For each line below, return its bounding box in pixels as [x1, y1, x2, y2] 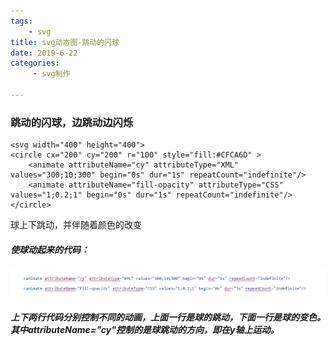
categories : [10, 58, 60, 69]
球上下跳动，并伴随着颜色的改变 [10, 219, 142, 231]
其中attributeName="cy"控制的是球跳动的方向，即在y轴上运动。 [10, 323, 280, 335]
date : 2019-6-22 [10, 48, 78, 58]
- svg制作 [32, 69, 71, 79]
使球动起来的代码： [10, 243, 90, 255]
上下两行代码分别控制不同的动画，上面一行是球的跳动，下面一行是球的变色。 [10, 311, 326, 323]
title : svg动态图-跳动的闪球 [10, 37, 120, 47]
